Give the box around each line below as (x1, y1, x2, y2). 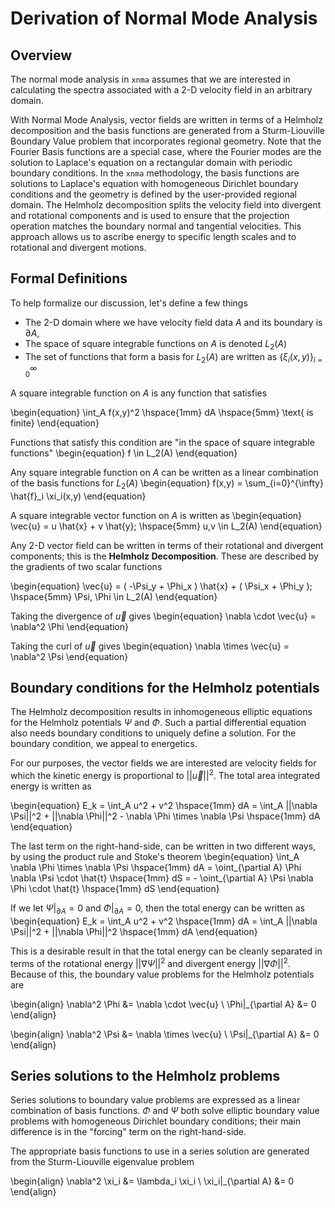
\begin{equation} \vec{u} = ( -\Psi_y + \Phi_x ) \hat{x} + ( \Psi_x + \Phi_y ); (10, 580, 313, 592)
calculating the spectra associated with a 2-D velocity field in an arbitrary (10, 84, 313, 96)
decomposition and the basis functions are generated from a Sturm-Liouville (10, 125, 325, 136)
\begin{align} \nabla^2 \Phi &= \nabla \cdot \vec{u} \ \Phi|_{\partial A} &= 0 (10, 998, 317, 1010)
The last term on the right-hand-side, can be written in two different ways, (10, 840, 317, 852)
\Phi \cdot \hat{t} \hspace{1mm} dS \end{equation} (10, 883, 220, 895)
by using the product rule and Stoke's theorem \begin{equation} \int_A (10, 851, 300, 863)
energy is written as (10, 780, 92, 792)
